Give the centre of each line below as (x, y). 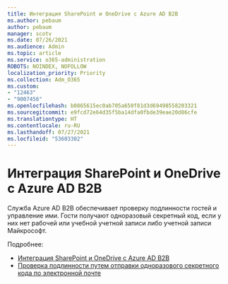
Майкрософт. (27, 231)
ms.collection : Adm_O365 (44, 79)
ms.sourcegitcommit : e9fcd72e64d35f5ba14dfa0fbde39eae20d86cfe (102, 112)
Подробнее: (25, 244)
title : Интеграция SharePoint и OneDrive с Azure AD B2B (93, 14)
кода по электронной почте (59, 273)
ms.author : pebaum (34, 20)
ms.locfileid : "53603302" (45, 138)
